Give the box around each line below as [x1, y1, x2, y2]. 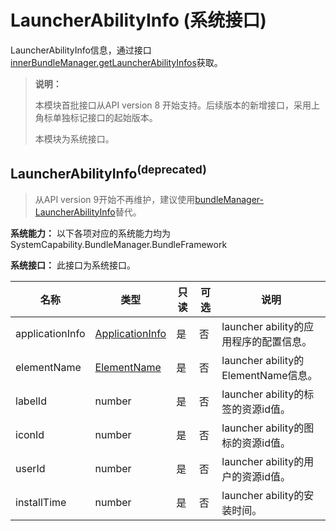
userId [15, 461, 46, 475]
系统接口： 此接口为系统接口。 [10, 259, 136, 271]
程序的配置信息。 [231, 334, 313, 348]
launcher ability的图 [221, 421, 315, 435]
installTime [15, 495, 67, 509]
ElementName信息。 [221, 368, 318, 382]
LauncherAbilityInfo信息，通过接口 [10, 44, 152, 56]
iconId [15, 427, 45, 441]
